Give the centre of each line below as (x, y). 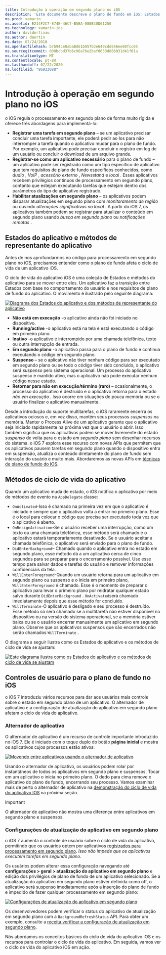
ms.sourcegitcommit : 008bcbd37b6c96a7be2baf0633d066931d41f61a (72, 51)
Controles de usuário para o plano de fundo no (78, 677)
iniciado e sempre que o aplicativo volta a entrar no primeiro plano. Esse (86, 511)
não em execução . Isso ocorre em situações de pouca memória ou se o (86, 397)
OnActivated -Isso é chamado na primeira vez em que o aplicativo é (80, 506)
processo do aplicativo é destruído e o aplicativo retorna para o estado (84, 391)
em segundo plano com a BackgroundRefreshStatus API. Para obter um (77, 916)
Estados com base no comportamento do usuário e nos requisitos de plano (82, 288)
